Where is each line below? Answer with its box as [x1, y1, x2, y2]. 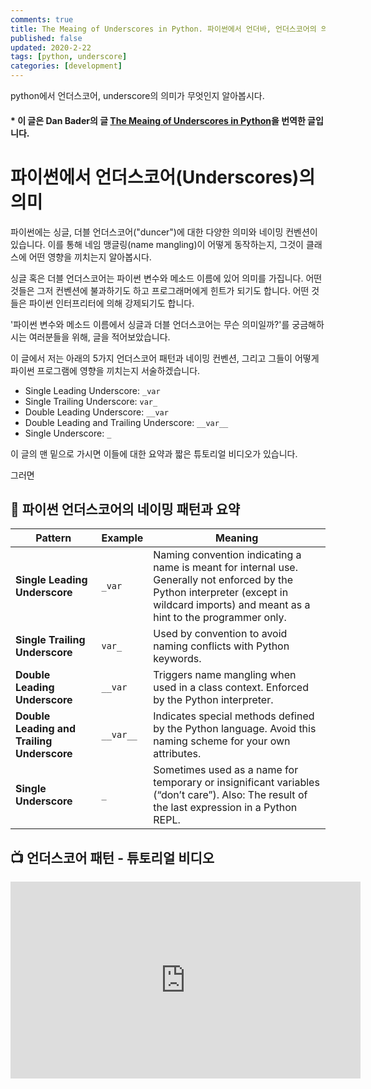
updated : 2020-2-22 [10, 42, 92, 53]
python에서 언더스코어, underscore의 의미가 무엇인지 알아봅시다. [10, 90, 265, 101]
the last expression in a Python [153, 801, 298, 815]
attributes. [153, 747, 202, 761]
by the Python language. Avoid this [153, 722, 317, 736]
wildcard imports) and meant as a [153, 598, 311, 612]
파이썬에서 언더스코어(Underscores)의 [10, 166, 316, 188]
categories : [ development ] [10, 61, 123, 71]
